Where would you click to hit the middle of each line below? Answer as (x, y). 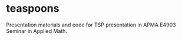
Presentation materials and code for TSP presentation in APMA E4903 (91, 25)
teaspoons (33, 9)
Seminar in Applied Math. (37, 31)
